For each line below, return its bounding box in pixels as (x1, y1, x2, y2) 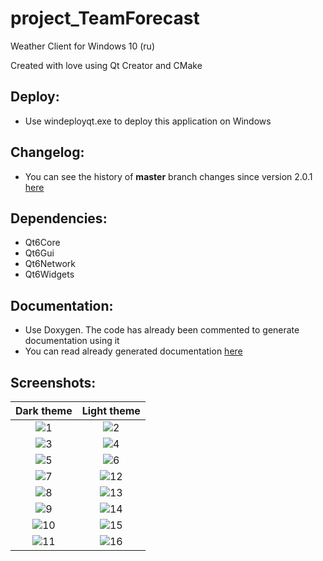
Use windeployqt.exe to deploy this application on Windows (24, 115, 272, 127)
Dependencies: (10, 210, 108, 227)
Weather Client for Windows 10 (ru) (10, 40, 155, 52)
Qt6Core (24, 237, 61, 249)
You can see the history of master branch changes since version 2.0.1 (24, 170, 313, 182)
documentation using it (24, 335, 120, 347)
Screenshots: (10, 374, 97, 391)
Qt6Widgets (24, 268, 75, 281)
